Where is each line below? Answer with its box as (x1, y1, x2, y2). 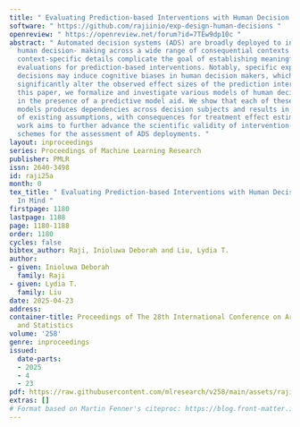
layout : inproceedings (9, 138, 94, 147)
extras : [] (9, 396, 50, 406)
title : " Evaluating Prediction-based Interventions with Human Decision (9, 13, 290, 22)
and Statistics (17, 321, 74, 330)
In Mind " (17, 196, 54, 206)
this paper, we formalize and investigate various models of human (17, 88, 274, 97)
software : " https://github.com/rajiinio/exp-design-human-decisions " (9, 21, 281, 30)
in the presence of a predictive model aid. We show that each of (17, 96, 270, 106)
